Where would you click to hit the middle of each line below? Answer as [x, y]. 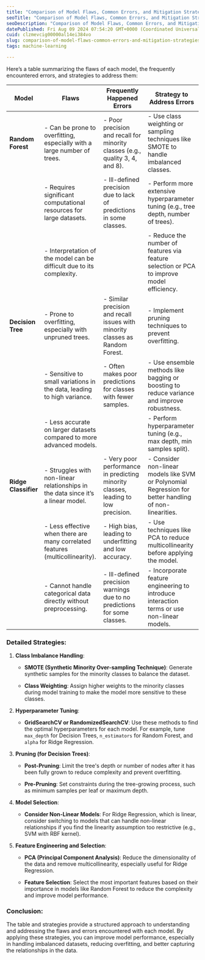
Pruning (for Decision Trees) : [52, 754]
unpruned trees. [67, 337]
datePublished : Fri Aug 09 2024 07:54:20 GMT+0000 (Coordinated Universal [103, 29]
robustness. [164, 408]
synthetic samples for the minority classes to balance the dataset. [107, 674]
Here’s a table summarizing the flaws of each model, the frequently [91, 69]
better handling [169, 497]
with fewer [118, 396]
